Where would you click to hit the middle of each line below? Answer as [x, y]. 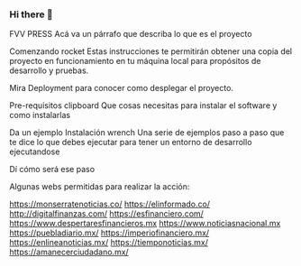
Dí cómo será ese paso [52, 170]
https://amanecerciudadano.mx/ [69, 252]
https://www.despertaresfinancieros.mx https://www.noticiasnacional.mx [145, 224]
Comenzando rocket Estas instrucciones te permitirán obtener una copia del [151, 51]
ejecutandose [35, 151]
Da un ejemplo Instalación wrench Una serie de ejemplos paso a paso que [147, 133]
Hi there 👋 [32, 14]
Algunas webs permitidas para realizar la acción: [100, 187]
